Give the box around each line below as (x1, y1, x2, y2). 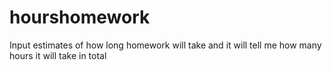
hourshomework (9, 6, 151, 29)
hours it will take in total (9, 49, 107, 61)
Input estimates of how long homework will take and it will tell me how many (9, 39, 322, 51)
